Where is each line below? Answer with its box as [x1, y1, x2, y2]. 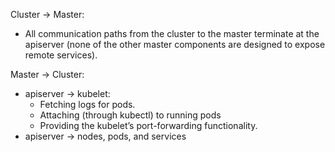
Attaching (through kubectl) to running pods [39, 109, 222, 121]
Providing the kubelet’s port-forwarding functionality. [39, 120, 258, 131]
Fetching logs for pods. [39, 99, 136, 110]
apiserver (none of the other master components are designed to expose [24, 39, 326, 50]
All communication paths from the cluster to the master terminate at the [24, 28, 320, 39]
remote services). [24, 49, 98, 61]
